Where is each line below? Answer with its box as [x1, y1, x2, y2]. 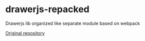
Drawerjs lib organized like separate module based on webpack [5, 20, 140, 26]
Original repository [5, 30, 45, 36]
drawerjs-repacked [5, 4, 90, 15]
